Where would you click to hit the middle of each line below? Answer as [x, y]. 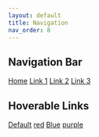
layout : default [35, 15]
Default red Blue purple [46, 124]
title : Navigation [38, 23]
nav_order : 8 [29, 30]
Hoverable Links [49, 106]
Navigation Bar [45, 62]
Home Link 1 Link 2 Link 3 [49, 81]
